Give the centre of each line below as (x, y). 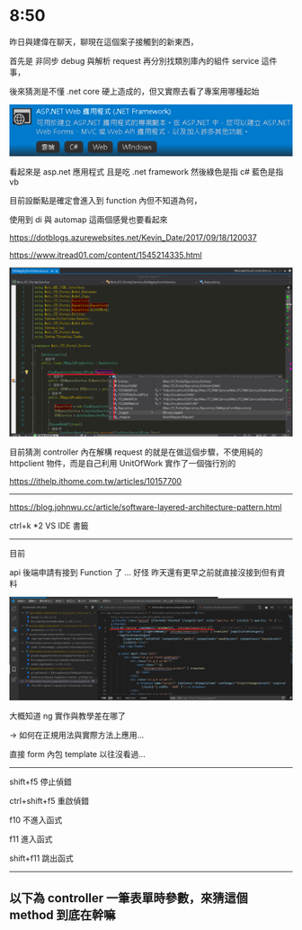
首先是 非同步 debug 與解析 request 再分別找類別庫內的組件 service (134, 60)
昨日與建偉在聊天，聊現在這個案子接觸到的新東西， (104, 41)
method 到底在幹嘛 (62, 915)
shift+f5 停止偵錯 (40, 782)
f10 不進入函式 (36, 820)
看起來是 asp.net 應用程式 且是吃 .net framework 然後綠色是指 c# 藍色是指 (147, 171)
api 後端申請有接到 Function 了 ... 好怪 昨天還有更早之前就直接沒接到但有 (143, 573)
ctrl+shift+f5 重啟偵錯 (49, 801)
